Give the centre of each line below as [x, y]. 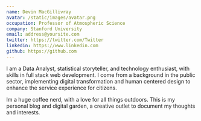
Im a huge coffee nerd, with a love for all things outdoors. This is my [91, 99]
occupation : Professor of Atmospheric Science [66, 23]
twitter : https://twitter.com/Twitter [55, 40]
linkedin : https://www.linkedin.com [52, 46]
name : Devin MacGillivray [39, 12]
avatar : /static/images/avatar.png [51, 18]
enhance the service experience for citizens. [62, 88]
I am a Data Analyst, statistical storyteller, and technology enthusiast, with [98, 68]
